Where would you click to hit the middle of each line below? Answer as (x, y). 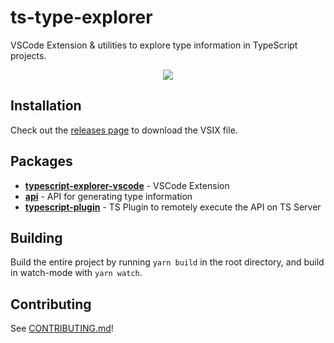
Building (36, 237)
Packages (41, 161)
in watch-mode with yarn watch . (76, 273)
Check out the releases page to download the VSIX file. (124, 130)
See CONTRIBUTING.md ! (62, 328)
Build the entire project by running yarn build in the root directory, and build (167, 262)
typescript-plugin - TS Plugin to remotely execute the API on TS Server (173, 207)
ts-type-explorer (81, 17)
